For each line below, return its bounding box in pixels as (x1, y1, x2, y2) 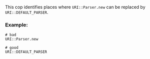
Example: (5, 21, 28, 28)
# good (5, 45, 19, 50)
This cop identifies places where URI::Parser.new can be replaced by (5, 4, 146, 10)
